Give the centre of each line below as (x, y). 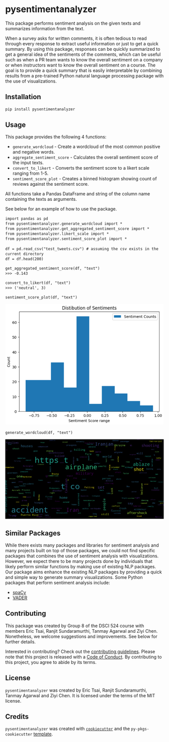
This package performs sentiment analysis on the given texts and (73, 23)
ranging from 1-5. (30, 173)
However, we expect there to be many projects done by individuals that (79, 561)
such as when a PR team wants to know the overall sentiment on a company (84, 59)
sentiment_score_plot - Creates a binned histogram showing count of (84, 179)
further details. (21, 642)
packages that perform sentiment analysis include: (58, 582)
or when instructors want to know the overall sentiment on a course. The (80, 65)
